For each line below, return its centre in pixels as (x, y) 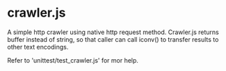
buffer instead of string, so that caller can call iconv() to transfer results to (113, 39)
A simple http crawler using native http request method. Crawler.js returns (113, 32)
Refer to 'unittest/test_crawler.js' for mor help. (73, 60)
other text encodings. (38, 47)
